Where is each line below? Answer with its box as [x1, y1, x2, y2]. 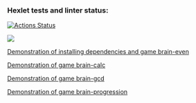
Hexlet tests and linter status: [7, 6, 109, 15]
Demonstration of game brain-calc [7, 61, 106, 69]
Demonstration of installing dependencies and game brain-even [7, 48, 189, 56]
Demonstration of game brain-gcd [7, 75, 105, 83]
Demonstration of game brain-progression [7, 88, 128, 96]
